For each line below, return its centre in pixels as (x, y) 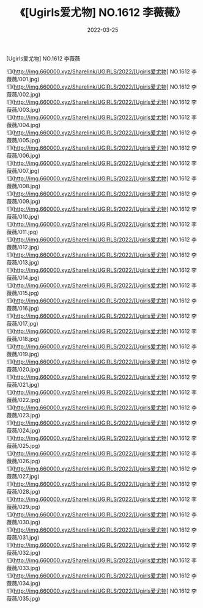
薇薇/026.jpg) (24, 461)
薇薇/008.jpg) (24, 186)
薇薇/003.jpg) (24, 109)
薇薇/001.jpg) (23, 79)
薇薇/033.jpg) (24, 568)
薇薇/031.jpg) (23, 537)
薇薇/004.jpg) (24, 125)
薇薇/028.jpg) (24, 491)
